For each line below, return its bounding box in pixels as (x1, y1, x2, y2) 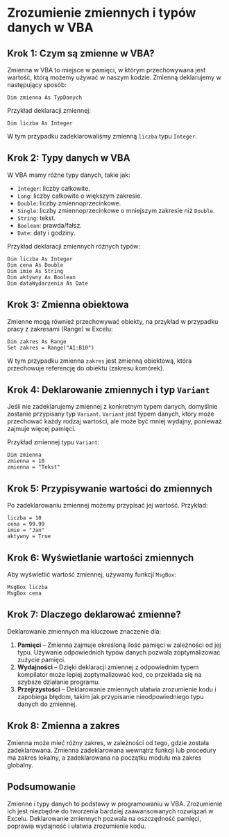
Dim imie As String (7, 267, 64, 274)
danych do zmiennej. (17, 700, 78, 708)
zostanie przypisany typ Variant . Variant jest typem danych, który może (7, 409, 214, 419)
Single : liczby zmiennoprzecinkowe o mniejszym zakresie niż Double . (17, 206, 215, 214)
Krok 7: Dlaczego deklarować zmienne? (7, 609, 182, 620)
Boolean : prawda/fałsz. (17, 221, 82, 229)
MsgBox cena (7, 590, 42, 597)
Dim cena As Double (7, 261, 64, 269)
